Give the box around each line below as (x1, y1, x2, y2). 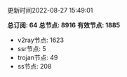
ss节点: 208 (17, 62, 52, 70)
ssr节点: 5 (17, 45, 47, 52)
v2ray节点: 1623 (17, 36, 65, 44)
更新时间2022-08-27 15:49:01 (7, 6, 93, 14)
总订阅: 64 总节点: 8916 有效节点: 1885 (7, 21, 121, 29)
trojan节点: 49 (17, 53, 58, 62)
